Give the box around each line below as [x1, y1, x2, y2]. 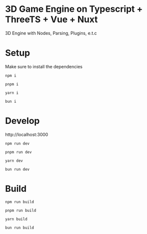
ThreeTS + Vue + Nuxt [5, 14, 98, 25]
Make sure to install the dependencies [5, 63, 83, 69]
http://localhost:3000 [5, 131, 48, 137]
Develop [5, 116, 40, 126]
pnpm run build [5, 208, 37, 213]
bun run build [5, 225, 35, 230]
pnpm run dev [5, 149, 32, 154]
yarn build [5, 216, 28, 222]
